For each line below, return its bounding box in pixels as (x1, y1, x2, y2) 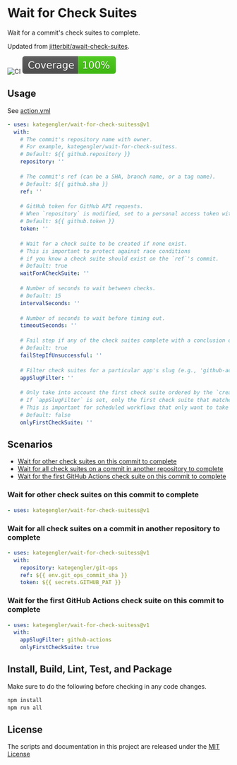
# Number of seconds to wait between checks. (20, 285, 157, 292)
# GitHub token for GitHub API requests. (20, 203, 143, 210)
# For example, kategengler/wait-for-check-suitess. (20, 143, 178, 150)
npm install (7, 696, 42, 704)
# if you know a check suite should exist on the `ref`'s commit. (20, 255, 219, 262)
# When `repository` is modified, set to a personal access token (20, 210, 219, 218)
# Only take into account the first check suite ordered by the (20, 389, 213, 396)
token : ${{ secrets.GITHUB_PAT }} (20, 579, 121, 586)
